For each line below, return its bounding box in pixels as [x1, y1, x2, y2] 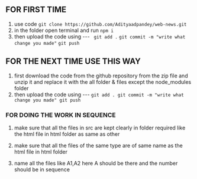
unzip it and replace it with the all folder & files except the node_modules [14, 78, 192, 85]
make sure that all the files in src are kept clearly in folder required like [14, 124, 186, 131]
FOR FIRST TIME [5, 5, 67, 15]
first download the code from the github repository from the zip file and [14, 72, 188, 79]
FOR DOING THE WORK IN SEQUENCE [5, 110, 116, 119]
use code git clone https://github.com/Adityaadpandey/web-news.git [14, 20, 187, 27]
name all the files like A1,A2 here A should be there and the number [14, 160, 178, 167]
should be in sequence [14, 165, 70, 173]
